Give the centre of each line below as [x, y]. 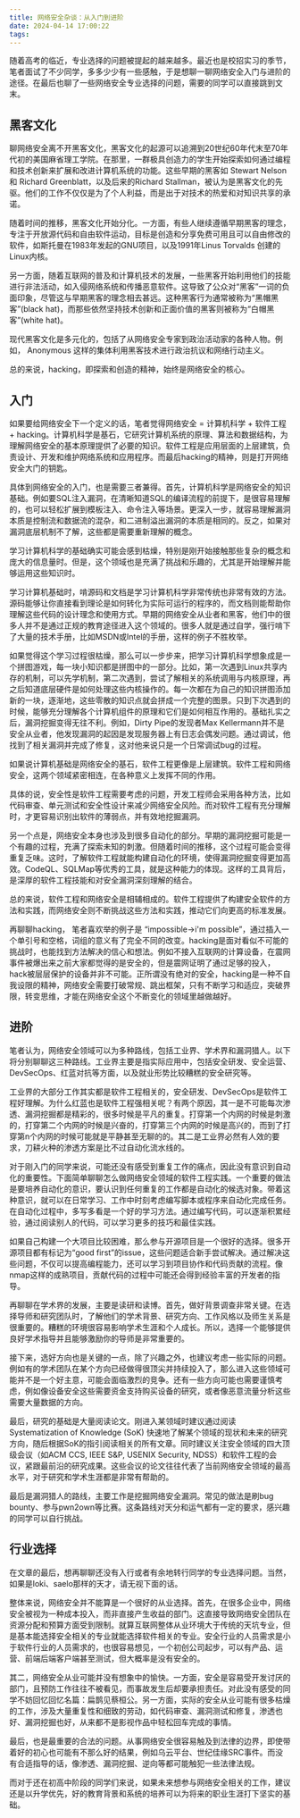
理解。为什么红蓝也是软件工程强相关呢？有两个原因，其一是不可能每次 [154, 1102]
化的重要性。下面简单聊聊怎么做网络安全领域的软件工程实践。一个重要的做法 [150, 1177]
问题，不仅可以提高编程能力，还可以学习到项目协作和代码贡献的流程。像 [150, 1263]
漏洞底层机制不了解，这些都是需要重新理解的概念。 [103, 532]
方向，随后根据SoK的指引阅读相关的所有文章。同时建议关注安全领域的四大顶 [150, 1443]
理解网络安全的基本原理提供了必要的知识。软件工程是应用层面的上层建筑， [146, 446]
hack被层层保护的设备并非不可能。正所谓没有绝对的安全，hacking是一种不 [146, 974]
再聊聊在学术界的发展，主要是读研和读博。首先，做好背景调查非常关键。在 [146, 1304]
